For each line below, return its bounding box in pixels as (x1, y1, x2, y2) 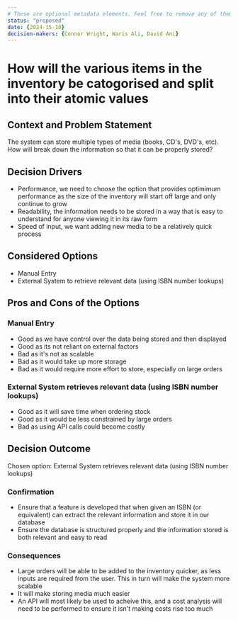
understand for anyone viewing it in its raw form (17, 215, 158, 223)
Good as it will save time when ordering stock (17, 407, 151, 415)
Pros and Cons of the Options (7, 297, 140, 309)
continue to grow (17, 200, 68, 208)
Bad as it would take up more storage (17, 357, 127, 366)
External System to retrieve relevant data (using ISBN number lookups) (17, 276, 225, 285)
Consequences (7, 551, 62, 560)
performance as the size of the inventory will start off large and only (17, 192, 217, 201)
